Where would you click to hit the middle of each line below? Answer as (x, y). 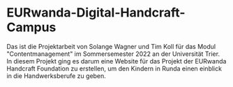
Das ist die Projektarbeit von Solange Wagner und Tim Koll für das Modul (111, 46)
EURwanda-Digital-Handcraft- (96, 13)
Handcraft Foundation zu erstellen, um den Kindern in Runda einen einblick (114, 68)
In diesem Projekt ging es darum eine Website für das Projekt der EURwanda (116, 61)
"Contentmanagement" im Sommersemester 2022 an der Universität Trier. (113, 54)
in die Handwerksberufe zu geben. (56, 76)
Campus (31, 27)
